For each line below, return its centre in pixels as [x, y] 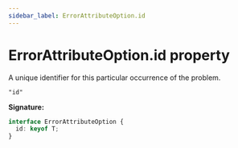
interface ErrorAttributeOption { [66, 122]
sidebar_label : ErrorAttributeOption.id [77, 16]
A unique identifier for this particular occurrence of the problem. [115, 78]
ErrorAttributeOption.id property [119, 55]
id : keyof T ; [37, 129]
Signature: [26, 107]
